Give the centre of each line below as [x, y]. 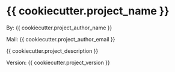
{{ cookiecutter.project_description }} [52, 51]
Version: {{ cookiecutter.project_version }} [58, 62]
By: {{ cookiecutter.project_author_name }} [59, 28]
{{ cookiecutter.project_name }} [88, 11]
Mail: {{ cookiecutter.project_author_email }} [61, 39]
